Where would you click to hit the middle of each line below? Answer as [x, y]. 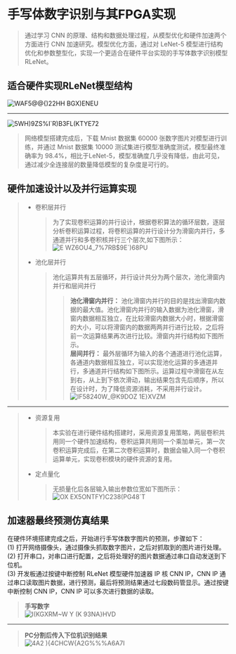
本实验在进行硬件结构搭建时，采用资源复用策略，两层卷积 [136, 432]
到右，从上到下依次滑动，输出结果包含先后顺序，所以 [147, 380]
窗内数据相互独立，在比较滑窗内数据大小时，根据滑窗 [147, 318]
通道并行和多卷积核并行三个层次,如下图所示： [118, 239]
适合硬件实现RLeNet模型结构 [70, 86]
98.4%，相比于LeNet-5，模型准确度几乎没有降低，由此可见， [134, 155]
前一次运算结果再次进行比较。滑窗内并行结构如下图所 [147, 335]
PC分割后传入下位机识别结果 [66, 635]
